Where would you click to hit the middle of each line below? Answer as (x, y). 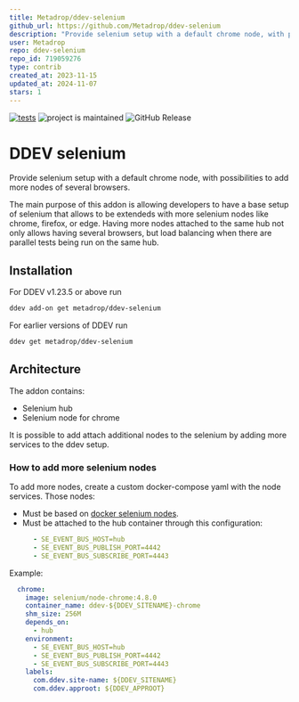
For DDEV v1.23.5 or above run (65, 292)
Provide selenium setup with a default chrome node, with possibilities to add (149, 178)
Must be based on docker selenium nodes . (101, 514)
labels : (39, 672)
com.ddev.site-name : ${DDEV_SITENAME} (105, 681)
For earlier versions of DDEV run (69, 325)
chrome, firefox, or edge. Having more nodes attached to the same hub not (147, 224)
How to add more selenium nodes (83, 467)
